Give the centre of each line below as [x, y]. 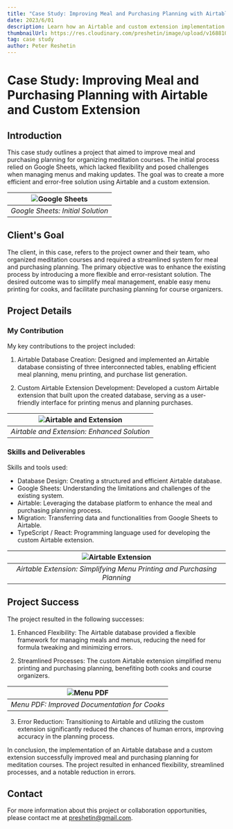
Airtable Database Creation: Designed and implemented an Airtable [113, 360]
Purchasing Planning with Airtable [107, 95]
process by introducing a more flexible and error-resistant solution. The [109, 274]
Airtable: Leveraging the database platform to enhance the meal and [115, 503]
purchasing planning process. [60, 510]
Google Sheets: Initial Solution [60, 211]
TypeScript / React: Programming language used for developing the [114, 532]
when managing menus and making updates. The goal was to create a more [115, 174]
